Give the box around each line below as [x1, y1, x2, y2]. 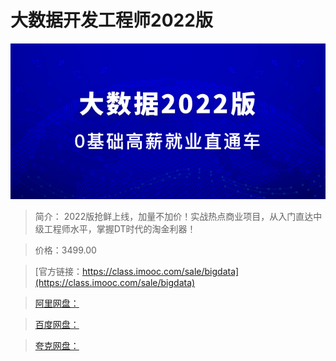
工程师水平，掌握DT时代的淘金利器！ [43, 223, 197, 235]
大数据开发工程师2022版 [10, 9, 213, 32]
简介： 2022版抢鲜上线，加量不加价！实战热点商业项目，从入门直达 [34, 211, 314, 223]
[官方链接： [34, 266, 83, 278]
